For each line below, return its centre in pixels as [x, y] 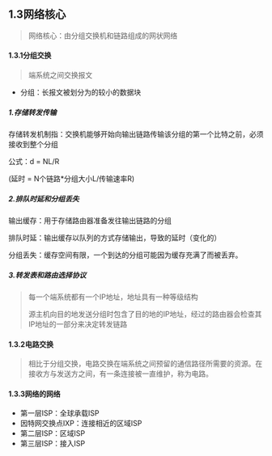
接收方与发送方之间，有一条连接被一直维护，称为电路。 [120, 374]
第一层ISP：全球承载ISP [59, 413]
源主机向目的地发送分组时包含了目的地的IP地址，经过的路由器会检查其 [145, 314]
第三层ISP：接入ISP [53, 444]
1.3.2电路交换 [31, 344]
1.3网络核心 [37, 15]
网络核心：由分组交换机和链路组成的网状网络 [103, 36]
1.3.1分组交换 [30, 56]
